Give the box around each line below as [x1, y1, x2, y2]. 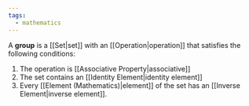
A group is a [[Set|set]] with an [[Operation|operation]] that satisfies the [8, 40, 241, 49]
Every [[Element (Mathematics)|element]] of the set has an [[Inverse [19, 80, 241, 90]
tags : [8, 11, 26, 20]
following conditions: [8, 49, 76, 58]
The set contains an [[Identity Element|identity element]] [19, 72, 203, 82]
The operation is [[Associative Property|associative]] [19, 64, 191, 73]
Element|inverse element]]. [19, 89, 108, 98]
